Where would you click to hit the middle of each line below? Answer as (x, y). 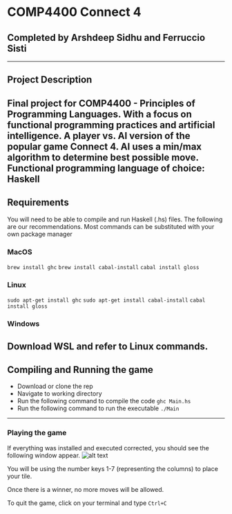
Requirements (38, 202)
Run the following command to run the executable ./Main (98, 408)
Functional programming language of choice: (106, 168)
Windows (23, 324)
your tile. (20, 476)
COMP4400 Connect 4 (74, 12)
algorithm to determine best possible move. (103, 157)
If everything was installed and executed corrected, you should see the (108, 448)
